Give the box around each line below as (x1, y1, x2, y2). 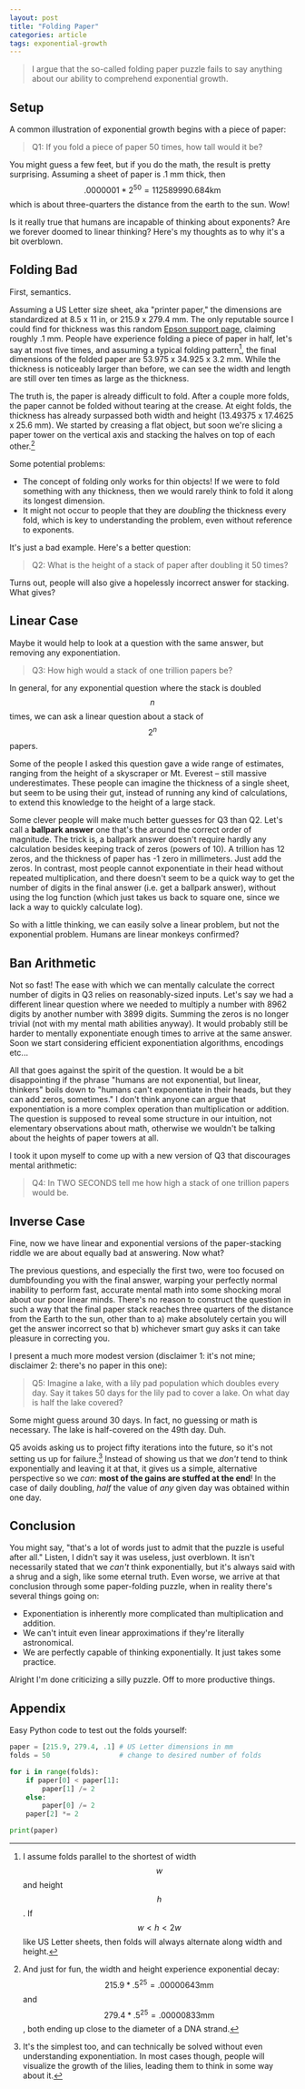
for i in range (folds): (9, 1767, 100, 1776)
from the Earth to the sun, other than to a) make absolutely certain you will (9, 1313, 288, 1324)
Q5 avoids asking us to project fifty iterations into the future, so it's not (9, 1442, 273, 1453)
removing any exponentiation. (9, 647, 121, 658)
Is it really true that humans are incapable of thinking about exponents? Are (9, 216, 290, 228)
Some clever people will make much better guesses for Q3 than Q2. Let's (9, 815, 283, 826)
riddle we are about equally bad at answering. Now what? (9, 1247, 225, 1258)
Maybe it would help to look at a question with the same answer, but (9, 637, 264, 648)
